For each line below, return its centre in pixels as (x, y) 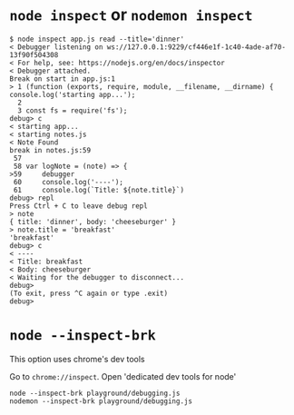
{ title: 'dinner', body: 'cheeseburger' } (93, 222)
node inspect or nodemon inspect (131, 15)
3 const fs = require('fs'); (73, 110)
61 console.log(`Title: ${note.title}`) (98, 190)
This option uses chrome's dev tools (77, 359)
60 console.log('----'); (69, 182)
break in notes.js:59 (50, 150)
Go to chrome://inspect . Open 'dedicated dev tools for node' (123, 376)
